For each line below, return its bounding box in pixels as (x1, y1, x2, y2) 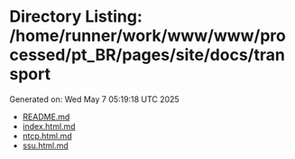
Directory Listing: (9, 6, 143, 27)
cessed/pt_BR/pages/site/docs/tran (9, 45, 286, 65)
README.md (22, 111, 70, 122)
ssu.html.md (22, 140, 69, 151)
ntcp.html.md (22, 130, 72, 141)
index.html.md (22, 120, 76, 132)
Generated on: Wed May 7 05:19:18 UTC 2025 (9, 93, 180, 105)
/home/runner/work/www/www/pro (9, 25, 286, 46)
